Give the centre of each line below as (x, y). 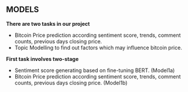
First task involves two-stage (42, 59)
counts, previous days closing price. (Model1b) (71, 83)
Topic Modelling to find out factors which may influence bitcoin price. (98, 47)
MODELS (23, 10)
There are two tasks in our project (48, 23)
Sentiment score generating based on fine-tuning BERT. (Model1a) (95, 70)
